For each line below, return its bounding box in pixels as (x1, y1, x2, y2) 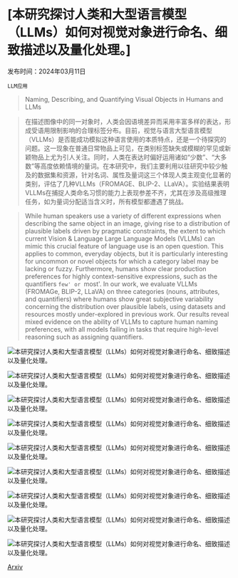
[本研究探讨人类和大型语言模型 (7, 6, 187, 23)
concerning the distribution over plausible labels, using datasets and (24, 302, 226, 310)
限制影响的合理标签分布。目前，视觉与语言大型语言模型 (49, 126, 212, 135)
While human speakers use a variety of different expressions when (24, 211, 222, 220)
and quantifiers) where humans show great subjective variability (24, 295, 214, 303)
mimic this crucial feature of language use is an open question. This (24, 241, 224, 250)
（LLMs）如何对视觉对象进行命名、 (7, 24, 215, 41)
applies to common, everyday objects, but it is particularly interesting (24, 249, 228, 258)
